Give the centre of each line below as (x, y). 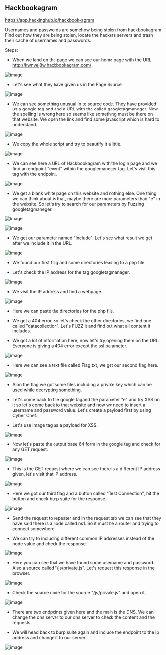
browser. (21, 573)
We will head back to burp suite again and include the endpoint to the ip (86, 632)
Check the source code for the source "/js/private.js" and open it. (79, 592)
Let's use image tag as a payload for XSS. (55, 425)
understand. (25, 124)
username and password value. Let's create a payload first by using (82, 410)
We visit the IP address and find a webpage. (57, 291)
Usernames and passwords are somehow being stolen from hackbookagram (83, 30)
